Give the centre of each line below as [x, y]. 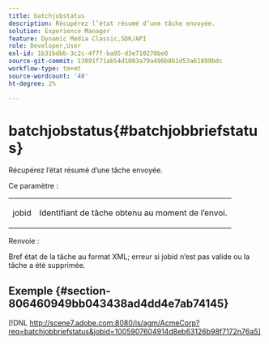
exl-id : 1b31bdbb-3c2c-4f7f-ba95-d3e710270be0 [88, 53]
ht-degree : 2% [32, 83]
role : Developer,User [45, 46]
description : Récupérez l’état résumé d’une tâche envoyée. [112, 23]
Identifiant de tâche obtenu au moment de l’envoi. [133, 213]
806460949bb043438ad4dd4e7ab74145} [119, 303]
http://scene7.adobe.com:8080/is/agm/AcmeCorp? [115, 323]
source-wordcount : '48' [49, 76]
